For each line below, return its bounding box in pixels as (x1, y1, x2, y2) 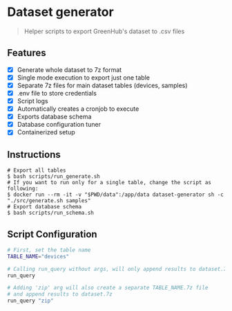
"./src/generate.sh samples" (7, 197, 91, 204)
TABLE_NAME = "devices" (7, 253, 70, 260)
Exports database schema (17, 112, 92, 121)
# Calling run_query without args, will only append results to (7, 265, 196, 272)
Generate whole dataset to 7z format (17, 65, 122, 73)
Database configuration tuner (17, 121, 101, 129)
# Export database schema (7, 204, 81, 211)
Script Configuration (7, 228, 98, 240)
